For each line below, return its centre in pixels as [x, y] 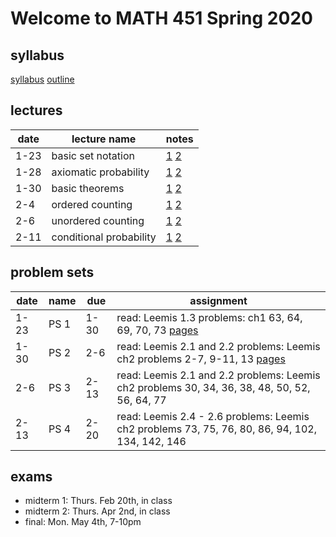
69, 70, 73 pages [157, 330]
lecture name [104, 139]
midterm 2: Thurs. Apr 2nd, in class [97, 511]
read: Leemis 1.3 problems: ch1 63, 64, [209, 317]
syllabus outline [42, 79]
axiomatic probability [100, 172]
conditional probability [104, 237]
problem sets [52, 272]
